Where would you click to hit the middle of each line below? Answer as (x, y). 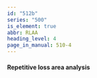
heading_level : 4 (32, 39)
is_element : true (32, 26)
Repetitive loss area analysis (48, 67)
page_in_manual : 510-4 (39, 45)
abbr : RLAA (23, 32)
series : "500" (27, 20)
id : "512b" (23, 13)
